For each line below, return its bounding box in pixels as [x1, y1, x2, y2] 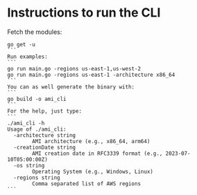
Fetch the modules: [7, 28, 62, 36]
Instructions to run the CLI [7, 5, 161, 21]
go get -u [7, 41, 36, 48]
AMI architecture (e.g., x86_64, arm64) [32, 138, 151, 145]
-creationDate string [13, 144, 76, 151]
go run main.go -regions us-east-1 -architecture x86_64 [7, 71, 175, 78]
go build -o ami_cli [7, 95, 67, 102]
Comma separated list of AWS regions [32, 180, 141, 187]
